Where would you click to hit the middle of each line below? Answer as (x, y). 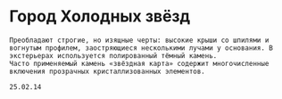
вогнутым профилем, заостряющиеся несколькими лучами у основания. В (141, 48)
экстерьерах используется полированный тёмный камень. (113, 55)
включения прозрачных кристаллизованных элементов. (107, 71)
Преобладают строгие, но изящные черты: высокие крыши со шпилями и (139, 40)
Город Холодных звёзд (100, 16)
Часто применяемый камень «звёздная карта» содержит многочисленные (139, 63)
